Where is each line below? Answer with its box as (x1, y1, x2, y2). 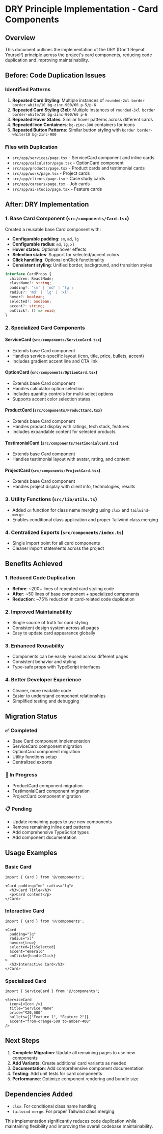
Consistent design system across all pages (12, 625, 99, 631)
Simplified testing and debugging (12, 698, 80, 704)
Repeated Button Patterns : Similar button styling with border (12, 127, 136, 133)
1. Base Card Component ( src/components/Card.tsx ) (5, 215, 129, 222)
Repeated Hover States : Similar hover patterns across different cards (12, 116, 153, 122)
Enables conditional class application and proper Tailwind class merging (12, 516, 158, 523)
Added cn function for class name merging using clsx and (12, 507, 130, 513)
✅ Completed (5, 727, 38, 734)
